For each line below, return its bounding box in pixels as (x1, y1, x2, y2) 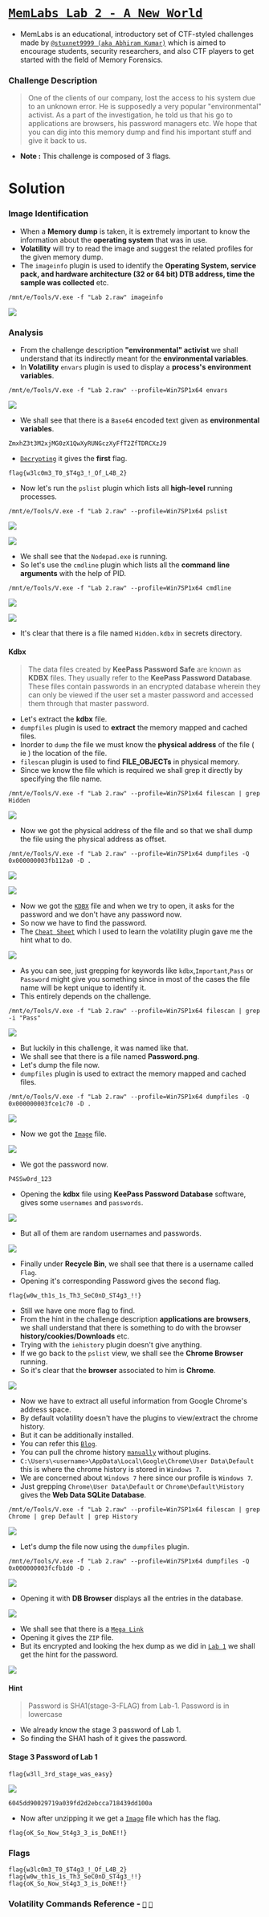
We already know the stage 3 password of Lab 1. (19, 1725, 181, 1735)
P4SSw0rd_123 (8, 1175, 52, 1183)
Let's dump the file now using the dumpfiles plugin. (19, 1542, 190, 1551)
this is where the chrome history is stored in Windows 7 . (19, 1465, 202, 1474)
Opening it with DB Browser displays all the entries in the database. (19, 1593, 243, 1604)
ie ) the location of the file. (19, 749, 108, 758)
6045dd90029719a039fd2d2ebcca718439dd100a (8, 1799, 153, 1807)
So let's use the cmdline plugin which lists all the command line (19, 560, 230, 570)
